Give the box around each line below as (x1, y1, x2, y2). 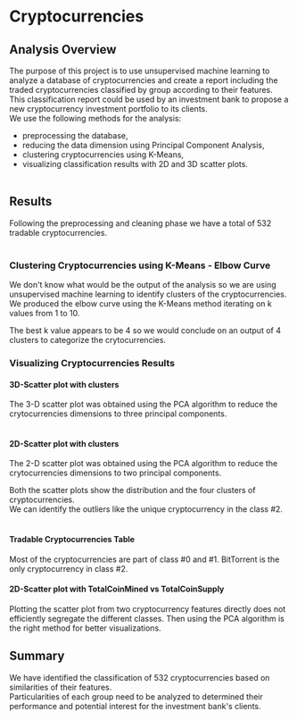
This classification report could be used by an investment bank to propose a (9, 94, 289, 105)
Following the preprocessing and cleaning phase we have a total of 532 (9, 217, 272, 229)
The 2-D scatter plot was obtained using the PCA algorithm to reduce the (9, 458, 278, 469)
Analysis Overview (9, 42, 117, 57)
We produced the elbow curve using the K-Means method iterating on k (9, 298, 272, 309)
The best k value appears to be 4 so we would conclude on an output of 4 (9, 325, 281, 336)
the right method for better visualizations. (9, 623, 162, 633)
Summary (9, 649, 65, 664)
